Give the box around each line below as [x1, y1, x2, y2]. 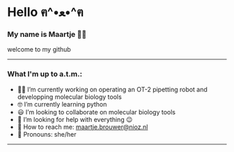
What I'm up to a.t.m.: [7, 69, 82, 79]
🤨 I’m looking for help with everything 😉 [17, 115, 133, 123]
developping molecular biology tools [17, 92, 122, 101]
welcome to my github [7, 45, 71, 54]
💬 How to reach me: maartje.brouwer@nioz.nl [17, 123, 148, 131]
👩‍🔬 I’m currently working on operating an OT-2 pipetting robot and [17, 85, 208, 93]
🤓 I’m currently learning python [17, 100, 107, 108]
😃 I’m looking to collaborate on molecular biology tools [17, 107, 176, 116]
